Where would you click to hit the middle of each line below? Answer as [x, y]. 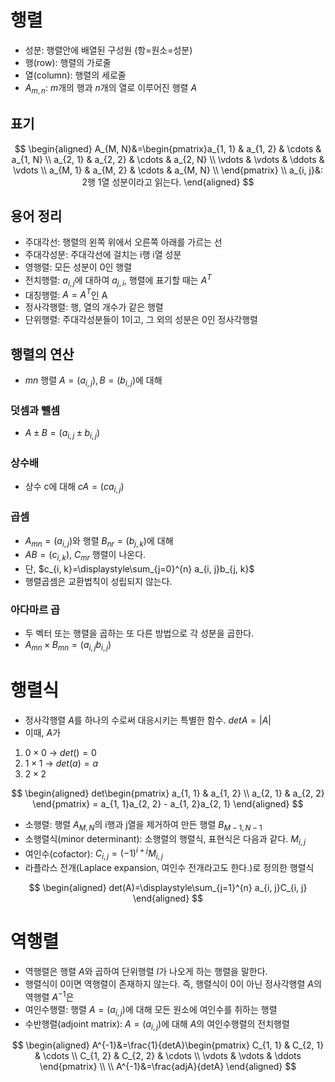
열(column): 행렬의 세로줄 [75, 75]
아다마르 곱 [35, 610]
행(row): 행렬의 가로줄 [68, 62]
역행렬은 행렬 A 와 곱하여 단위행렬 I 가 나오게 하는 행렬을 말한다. [146, 972]
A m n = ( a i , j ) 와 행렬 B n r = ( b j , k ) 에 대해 [99, 541]
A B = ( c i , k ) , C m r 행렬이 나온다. [85, 556]
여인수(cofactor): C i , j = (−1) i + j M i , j [93, 854]
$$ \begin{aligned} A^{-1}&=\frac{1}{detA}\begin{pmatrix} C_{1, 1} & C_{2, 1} [168, 1045]
